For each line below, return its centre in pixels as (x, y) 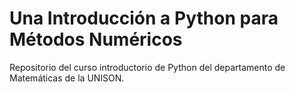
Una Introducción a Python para (144, 18)
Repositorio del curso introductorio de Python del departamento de (147, 67)
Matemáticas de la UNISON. (67, 78)
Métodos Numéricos (96, 39)
